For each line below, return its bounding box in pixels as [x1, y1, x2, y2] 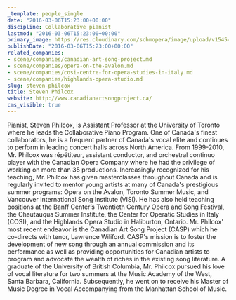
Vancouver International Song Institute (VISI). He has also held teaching [7, 195, 214, 203]
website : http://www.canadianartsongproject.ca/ [7, 95, 152, 102]
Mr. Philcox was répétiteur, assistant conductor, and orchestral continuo [7, 150, 216, 158]
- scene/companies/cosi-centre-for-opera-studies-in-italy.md [7, 69, 193, 76]
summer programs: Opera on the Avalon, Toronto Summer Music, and [7, 187, 209, 196]
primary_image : [7, 36, 52, 43]
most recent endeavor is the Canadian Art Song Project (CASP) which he [7, 225, 218, 233]
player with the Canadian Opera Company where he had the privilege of [7, 158, 216, 166]
